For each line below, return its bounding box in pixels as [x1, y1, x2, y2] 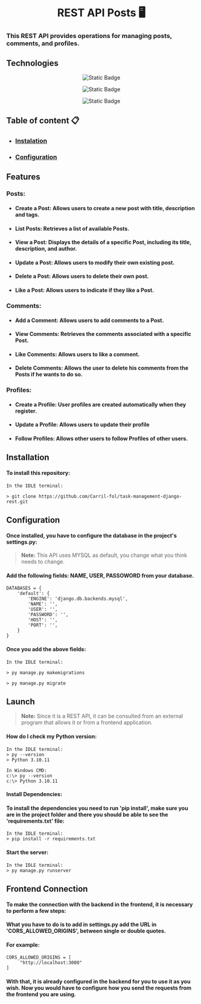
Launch [6, 697, 35, 707]
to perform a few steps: [6, 907, 66, 914]
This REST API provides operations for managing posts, [6, 32, 172, 40]
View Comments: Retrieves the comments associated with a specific [14, 330, 191, 338]
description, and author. [14, 245, 77, 253]
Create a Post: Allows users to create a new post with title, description [14, 205, 195, 212]
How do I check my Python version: [6, 733, 97, 740]
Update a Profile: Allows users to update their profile [14, 421, 150, 428]
